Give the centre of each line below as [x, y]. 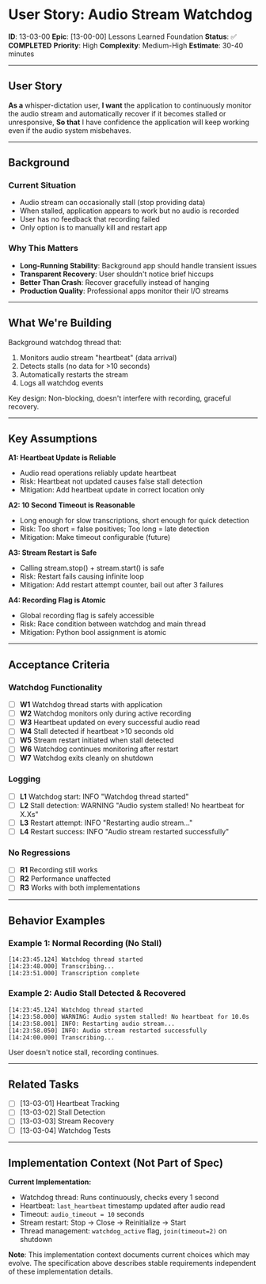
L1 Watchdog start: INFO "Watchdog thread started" [104, 796]
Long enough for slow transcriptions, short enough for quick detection [134, 521]
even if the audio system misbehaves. [70, 130]
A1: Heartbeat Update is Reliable [62, 458]
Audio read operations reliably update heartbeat [98, 473]
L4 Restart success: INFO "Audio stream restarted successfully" [124, 831]
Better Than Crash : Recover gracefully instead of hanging [114, 282]
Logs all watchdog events [61, 382]
